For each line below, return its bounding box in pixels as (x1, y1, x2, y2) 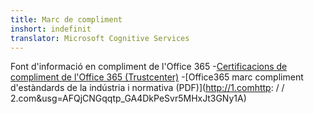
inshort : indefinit (10, 24, 92, 34)
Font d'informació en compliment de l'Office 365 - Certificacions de (10, 61, 288, 73)
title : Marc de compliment (10, 14, 123, 25)
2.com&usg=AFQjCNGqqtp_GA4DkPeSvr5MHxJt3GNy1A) (10, 92, 247, 105)
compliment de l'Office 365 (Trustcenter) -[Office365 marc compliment (10, 71, 304, 83)
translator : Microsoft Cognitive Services (10, 33, 190, 43)
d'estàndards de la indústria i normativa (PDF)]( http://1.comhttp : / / (10, 82, 285, 94)
